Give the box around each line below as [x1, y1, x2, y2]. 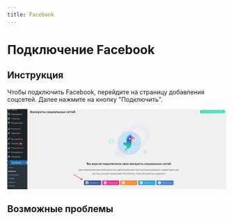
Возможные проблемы [7, 203, 113, 215]
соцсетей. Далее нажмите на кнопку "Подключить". [7, 95, 163, 103]
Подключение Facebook [7, 42, 155, 58]
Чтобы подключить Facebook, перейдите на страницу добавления [7, 87, 205, 96]
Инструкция [7, 69, 64, 81]
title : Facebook [7, 11, 54, 18]
